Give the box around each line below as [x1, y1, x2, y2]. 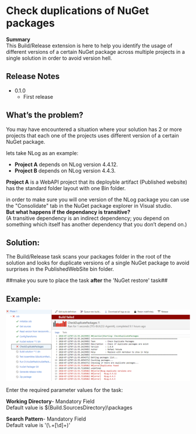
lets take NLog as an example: [6, 149, 79, 156]
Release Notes [6, 71, 60, 81]
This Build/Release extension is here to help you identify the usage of [6, 42, 173, 49]
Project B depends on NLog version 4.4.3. [14, 167, 116, 174]
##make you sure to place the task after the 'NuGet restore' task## [6, 277, 168, 284]
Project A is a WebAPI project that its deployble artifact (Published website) [6, 178, 188, 185]
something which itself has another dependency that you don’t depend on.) [6, 221, 187, 228]
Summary [6, 36, 30, 43]
